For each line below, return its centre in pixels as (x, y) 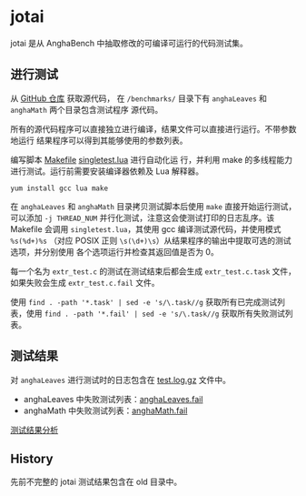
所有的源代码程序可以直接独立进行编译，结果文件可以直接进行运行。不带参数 (153, 128)
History (32, 458)
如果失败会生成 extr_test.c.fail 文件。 (85, 282)
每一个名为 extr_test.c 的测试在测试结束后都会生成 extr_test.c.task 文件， (153, 271)
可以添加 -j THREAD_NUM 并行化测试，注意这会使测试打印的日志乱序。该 (143, 218)
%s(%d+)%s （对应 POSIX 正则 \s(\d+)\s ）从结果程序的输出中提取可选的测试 (151, 240)
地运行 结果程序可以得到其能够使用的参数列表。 (99, 140)
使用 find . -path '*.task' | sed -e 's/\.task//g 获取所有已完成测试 (144, 301)
